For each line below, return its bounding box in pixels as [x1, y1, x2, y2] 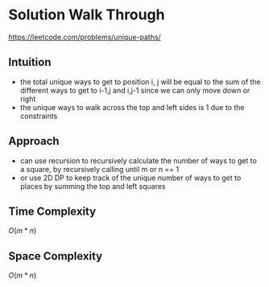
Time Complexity [8, 204, 97, 218]
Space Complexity [8, 249, 103, 263]
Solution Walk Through [8, 6, 165, 24]
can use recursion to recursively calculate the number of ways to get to [19, 155, 258, 166]
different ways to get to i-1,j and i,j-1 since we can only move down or [19, 85, 250, 95]
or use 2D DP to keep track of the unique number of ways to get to [19, 173, 242, 182]
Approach [8, 134, 60, 148]
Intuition [8, 55, 52, 69]
